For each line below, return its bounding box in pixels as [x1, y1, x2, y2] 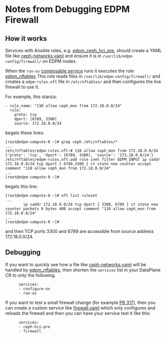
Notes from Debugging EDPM [5, 4, 130, 15]
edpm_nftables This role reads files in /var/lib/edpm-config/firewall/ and [5, 73, 160, 79]
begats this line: [5, 183, 38, 189]
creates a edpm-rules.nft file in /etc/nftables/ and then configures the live [5, 79, 161, 84]
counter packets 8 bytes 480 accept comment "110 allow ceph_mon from [5, 206, 156, 211]
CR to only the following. [5, 272, 56, 278]
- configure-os [18, 286, 51, 291]
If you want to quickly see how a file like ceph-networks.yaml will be [5, 261, 146, 267]
